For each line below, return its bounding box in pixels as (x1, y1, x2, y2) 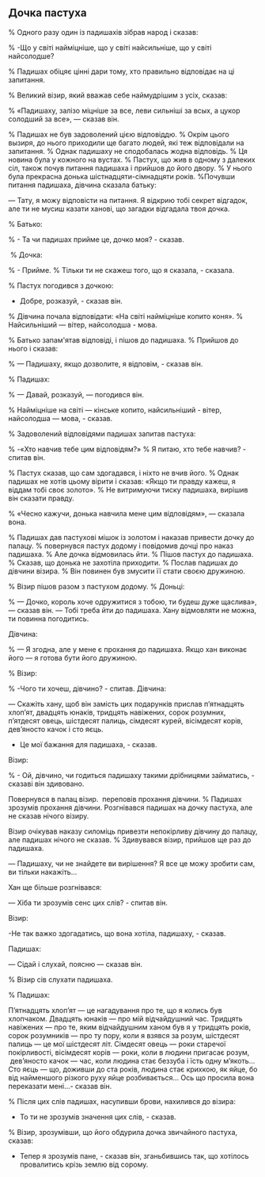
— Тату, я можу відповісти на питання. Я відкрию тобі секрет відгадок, (8, 195, 248, 205)
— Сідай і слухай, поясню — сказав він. (8, 959, 142, 968)
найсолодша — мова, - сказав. (8, 413, 113, 423)
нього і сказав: (8, 343, 59, 353)
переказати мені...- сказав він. (8, 1081, 112, 1091)
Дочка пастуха (8, 6, 87, 20)
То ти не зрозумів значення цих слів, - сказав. (19, 1112, 176, 1121)
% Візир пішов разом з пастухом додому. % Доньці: (8, 581, 185, 591)
